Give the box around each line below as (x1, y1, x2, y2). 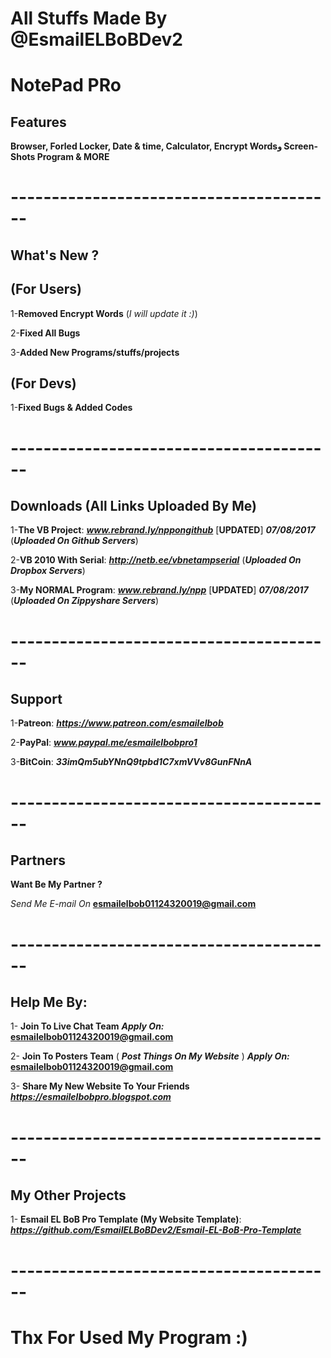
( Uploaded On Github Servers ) (10, 535, 139, 547)
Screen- (283, 140, 318, 152)
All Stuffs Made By (10, 7, 168, 30)
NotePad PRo (10, 74, 122, 97)
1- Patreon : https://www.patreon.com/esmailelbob (10, 717, 224, 729)
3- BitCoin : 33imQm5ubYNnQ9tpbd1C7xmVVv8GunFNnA (10, 756, 253, 768)
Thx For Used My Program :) (10, 1326, 248, 1349)
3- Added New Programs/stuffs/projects (10, 346, 180, 358)
